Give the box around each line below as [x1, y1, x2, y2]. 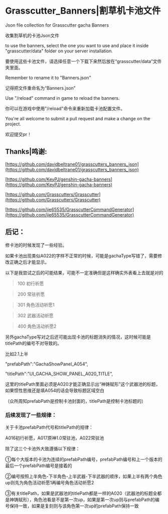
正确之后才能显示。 [9, 259, 49, 265]
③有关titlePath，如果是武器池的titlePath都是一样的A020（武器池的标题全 [5, 490, 157, 496]
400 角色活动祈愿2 [17, 323, 57, 329]
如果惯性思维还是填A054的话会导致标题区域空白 [5, 387, 104, 393]
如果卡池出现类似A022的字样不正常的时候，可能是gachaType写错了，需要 [5, 253, 158, 259]
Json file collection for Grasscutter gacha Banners [5, 22, 109, 28]
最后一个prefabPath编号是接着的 [5, 462, 72, 469]
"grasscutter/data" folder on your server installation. [5, 48, 113, 54]
